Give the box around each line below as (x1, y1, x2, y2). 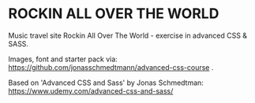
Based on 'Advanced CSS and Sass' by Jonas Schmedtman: (8, 78, 204, 87)
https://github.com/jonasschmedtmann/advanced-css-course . (8, 62, 214, 72)
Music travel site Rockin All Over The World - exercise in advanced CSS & (8, 31, 247, 40)
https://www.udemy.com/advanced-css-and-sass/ (8, 86, 174, 95)
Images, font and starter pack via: (8, 54, 118, 64)
